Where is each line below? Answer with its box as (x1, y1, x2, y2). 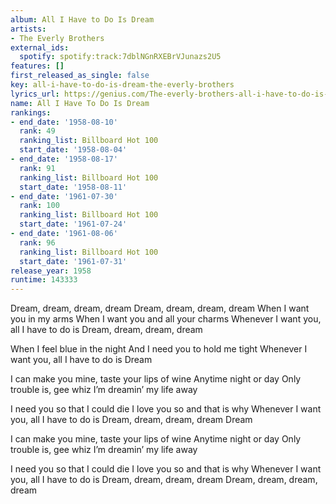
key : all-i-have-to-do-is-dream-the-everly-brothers (10, 80, 235, 90)
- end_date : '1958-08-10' (10, 117, 118, 127)
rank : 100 (19, 201, 60, 211)
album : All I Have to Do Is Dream (10, 14, 155, 25)
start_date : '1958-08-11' (19, 182, 128, 192)
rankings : (10, 107, 52, 118)
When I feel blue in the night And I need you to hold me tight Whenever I (10, 343, 308, 355)
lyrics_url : (10, 89, 60, 99)
